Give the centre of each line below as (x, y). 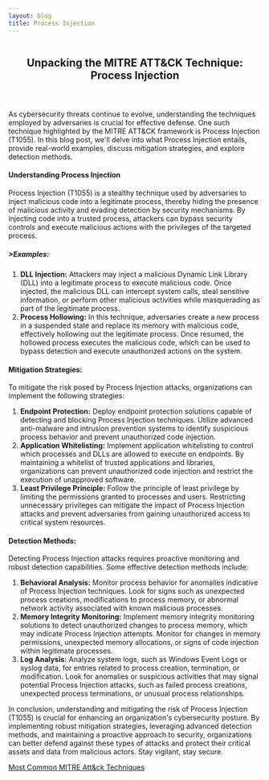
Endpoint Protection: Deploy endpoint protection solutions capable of (136, 411)
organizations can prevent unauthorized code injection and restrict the (137, 472)
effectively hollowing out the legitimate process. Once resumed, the (132, 334)
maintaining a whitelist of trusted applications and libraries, (117, 463)
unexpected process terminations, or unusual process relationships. (132, 694)
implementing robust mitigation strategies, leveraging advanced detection (130, 726)
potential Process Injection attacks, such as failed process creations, (133, 685)
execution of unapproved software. (78, 480)
